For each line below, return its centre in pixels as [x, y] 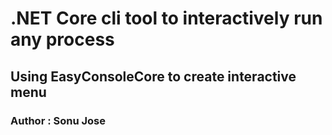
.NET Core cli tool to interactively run [166, 18]
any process [62, 39]
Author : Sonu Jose [58, 120]
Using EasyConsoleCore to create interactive [153, 76]
